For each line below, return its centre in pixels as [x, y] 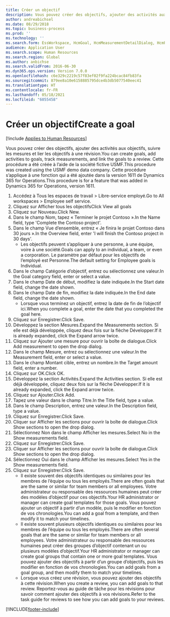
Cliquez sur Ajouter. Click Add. [44, 395]
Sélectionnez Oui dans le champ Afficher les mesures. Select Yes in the [87, 459]
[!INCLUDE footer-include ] [33, 609]
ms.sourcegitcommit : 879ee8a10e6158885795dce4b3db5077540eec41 [74, 81]
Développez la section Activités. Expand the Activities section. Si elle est [88, 379]
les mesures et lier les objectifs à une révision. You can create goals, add [81, 154]
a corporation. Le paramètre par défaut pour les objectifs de [83, 255]
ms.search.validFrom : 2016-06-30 [41, 66]
